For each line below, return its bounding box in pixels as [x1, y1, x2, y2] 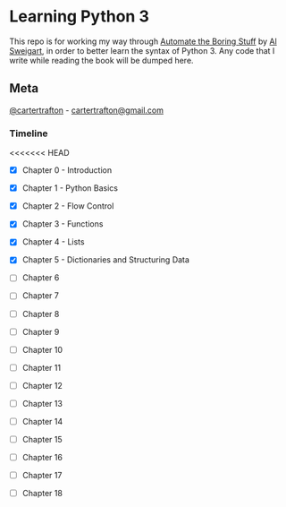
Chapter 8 [21, 308, 60, 319]
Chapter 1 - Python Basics [21, 183, 119, 193]
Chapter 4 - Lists [21, 236, 85, 247]
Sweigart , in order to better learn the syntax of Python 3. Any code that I [9, 45, 275, 56]
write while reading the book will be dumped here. [9, 55, 194, 65]
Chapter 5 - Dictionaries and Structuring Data [21, 254, 190, 265]
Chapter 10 [21, 344, 63, 355]
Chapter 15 [21, 434, 63, 444]
